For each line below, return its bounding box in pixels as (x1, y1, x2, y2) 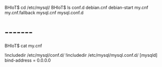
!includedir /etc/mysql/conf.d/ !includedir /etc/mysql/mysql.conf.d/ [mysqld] (4, 52, 158, 58)
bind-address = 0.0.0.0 (4, 57, 51, 63)
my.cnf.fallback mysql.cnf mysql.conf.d (4, 10, 84, 16)
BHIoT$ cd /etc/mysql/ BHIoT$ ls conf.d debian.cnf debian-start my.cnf (4, 5, 149, 10)
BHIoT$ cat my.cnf (4, 43, 42, 49)
